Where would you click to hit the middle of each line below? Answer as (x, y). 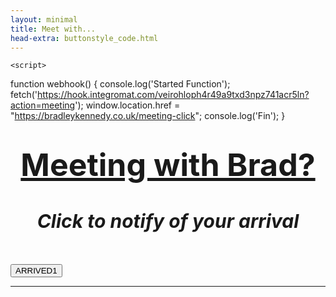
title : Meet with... (53, 29)
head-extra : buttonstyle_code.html (84, 38)
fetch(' (24, 95)
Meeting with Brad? (168, 164)
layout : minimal (44, 19)
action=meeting (43, 105)
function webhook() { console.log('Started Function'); (120, 84)
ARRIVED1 (36, 270)
